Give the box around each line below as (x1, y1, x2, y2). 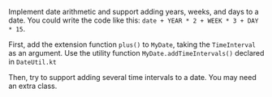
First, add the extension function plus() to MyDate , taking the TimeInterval (8, 40, 256, 49)
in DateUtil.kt (8, 57, 57, 66)
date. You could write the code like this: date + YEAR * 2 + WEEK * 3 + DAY (8, 15, 259, 25)
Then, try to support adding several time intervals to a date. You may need (8, 73, 257, 82)
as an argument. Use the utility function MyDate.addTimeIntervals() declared (8, 48, 265, 57)
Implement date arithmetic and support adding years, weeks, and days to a (8, 7, 259, 16)
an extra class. (8, 81, 58, 91)
